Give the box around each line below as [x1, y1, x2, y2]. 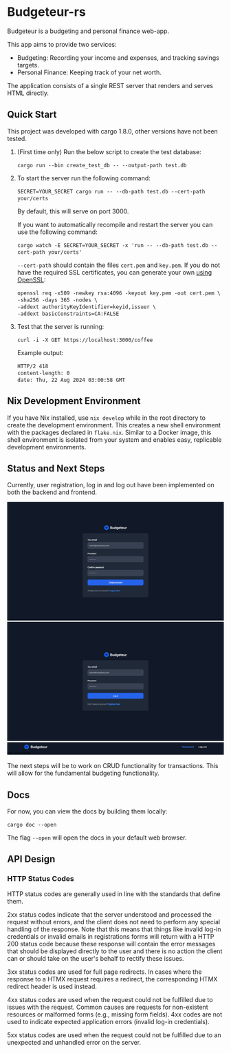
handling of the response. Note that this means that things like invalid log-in [7, 925, 221, 933]
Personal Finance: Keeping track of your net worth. [16, 68, 162, 76]
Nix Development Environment [7, 395, 141, 407]
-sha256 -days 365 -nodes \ [16, 297, 98, 304]
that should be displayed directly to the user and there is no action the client [7, 947, 223, 955]
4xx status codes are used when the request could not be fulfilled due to [7, 995, 213, 1003]
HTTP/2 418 [16, 363, 49, 370]
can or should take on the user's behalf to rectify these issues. [7, 954, 184, 962]
